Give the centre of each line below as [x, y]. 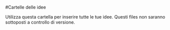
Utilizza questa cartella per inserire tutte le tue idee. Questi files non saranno [85, 17]
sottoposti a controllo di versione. [40, 22]
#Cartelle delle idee [26, 7]
